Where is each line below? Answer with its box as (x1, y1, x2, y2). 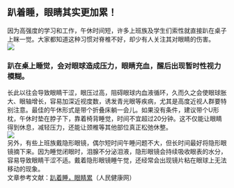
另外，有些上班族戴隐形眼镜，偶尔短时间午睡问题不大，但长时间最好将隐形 (7, 139, 221, 147)
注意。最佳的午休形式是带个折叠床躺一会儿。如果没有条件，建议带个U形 (13, 106, 219, 114)
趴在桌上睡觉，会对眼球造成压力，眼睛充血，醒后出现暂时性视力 (7, 61, 221, 71)
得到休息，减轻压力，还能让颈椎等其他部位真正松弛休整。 (7, 123, 172, 132)
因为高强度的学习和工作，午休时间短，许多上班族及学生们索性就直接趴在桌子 (7, 26, 227, 35)
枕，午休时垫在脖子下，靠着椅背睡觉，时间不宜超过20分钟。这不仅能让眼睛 (7, 114, 223, 123)
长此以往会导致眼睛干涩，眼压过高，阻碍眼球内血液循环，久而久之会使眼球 (7, 89, 221, 97)
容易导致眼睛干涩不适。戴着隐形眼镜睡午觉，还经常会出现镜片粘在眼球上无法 (7, 156, 227, 164)
